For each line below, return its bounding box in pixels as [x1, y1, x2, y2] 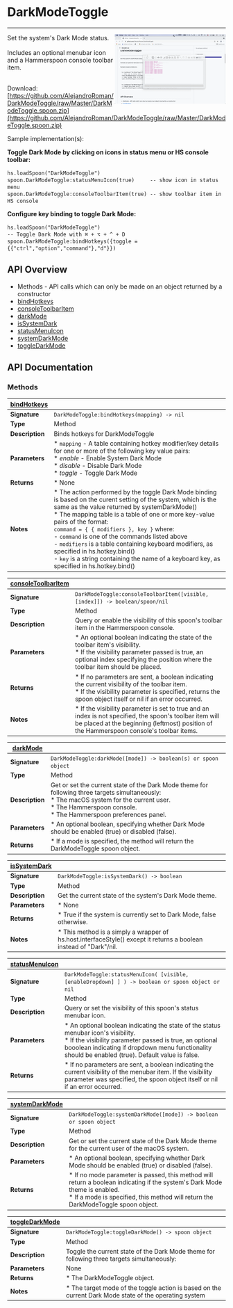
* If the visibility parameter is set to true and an [75, 704, 209, 713]
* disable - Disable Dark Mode [53, 461, 142, 469]
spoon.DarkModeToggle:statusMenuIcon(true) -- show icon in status [7, 177, 218, 184]
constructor [17, 289, 51, 298]
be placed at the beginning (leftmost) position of [75, 719, 213, 727]
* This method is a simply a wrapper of [58, 928, 169, 936]
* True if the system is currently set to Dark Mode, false [58, 910, 216, 919]
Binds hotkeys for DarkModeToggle [53, 429, 155, 438]
